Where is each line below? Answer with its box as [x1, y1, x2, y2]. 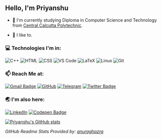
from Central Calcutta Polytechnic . [12, 22, 83, 28]
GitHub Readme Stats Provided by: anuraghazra [5, 128, 104, 134]
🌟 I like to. [12, 32, 33, 38]
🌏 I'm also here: [5, 96, 45, 103]
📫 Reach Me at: [5, 70, 44, 77]
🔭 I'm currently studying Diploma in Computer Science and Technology [12, 17, 157, 23]
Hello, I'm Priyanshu [5, 4, 69, 12]
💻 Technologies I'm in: [5, 45, 62, 51]
